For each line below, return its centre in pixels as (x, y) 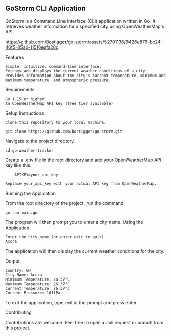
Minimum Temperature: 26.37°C (38, 279)
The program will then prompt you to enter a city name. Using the (74, 222)
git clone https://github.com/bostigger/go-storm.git (64, 131)
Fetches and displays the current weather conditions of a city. (76, 71)
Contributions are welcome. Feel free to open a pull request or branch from (84, 322)
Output (13, 261)
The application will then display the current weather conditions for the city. (85, 251)
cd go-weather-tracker (29, 150)
